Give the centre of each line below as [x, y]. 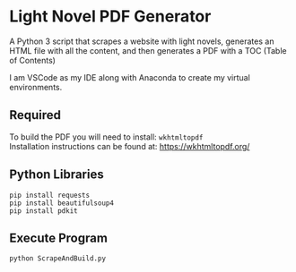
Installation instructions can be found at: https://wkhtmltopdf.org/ [130, 146]
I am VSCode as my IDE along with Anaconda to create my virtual [130, 77]
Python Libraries [57, 175]
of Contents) [33, 60]
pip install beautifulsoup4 [62, 203]
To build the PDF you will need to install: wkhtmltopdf [106, 137]
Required [35, 115]
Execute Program [58, 238]
